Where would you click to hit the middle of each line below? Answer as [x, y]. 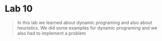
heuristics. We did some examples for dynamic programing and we [87, 27]
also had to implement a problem [52, 33]
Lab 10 [19, 9]
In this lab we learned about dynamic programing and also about [85, 22]
